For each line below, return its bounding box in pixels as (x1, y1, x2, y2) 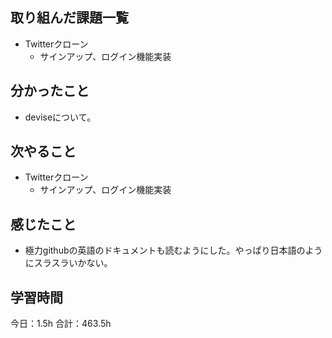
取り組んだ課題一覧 (10, 9, 129, 27)
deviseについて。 (24, 111, 97, 123)
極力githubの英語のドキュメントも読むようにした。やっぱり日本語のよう (24, 244, 323, 257)
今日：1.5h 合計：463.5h (10, 318, 112, 330)
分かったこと (10, 83, 90, 100)
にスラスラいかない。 (24, 257, 113, 269)
